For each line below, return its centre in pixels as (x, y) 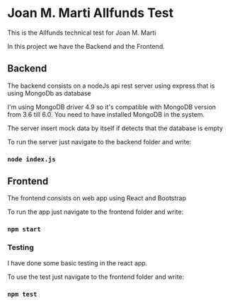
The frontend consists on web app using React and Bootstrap (97, 198)
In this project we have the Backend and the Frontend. (86, 46)
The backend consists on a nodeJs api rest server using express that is (111, 86)
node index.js (31, 159)
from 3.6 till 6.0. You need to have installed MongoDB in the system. (106, 114)
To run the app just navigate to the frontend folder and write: (96, 212)
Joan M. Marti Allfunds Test (91, 13)
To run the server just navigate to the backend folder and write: (99, 142)
